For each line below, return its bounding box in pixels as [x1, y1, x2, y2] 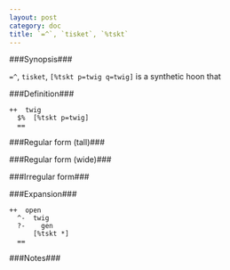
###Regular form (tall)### [9, 137, 105, 148]
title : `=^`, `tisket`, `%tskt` [9, 29, 129, 38]
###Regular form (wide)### [9, 154, 112, 165]
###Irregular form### [9, 171, 90, 183]
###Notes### [9, 253, 61, 264]
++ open [9, 206, 42, 215]
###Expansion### [9, 189, 77, 200]
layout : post [9, 12, 58, 22]
